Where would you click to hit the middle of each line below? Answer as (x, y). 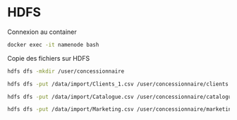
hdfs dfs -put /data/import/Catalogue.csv (71, 97)
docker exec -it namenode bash (53, 44)
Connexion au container (42, 32)
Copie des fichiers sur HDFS (49, 58)
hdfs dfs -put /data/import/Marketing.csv (71, 109)
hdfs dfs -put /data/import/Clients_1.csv (71, 84)
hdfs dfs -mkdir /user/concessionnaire (66, 71)
